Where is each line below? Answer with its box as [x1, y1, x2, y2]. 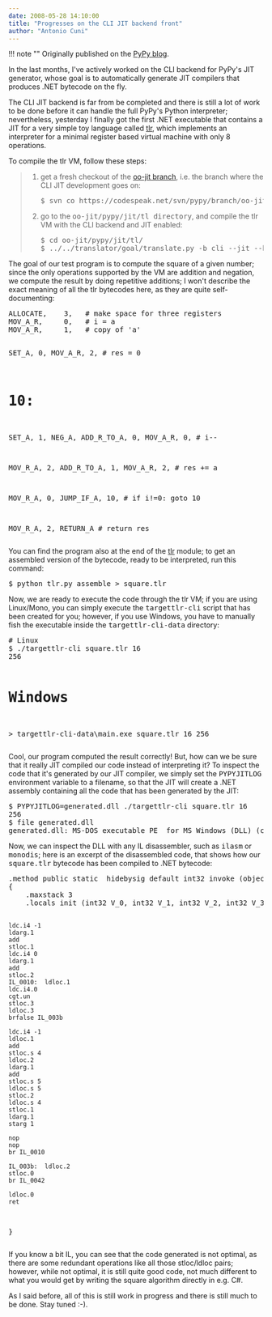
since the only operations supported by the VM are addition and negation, [8, 268, 255, 278]
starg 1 [8, 1120, 35, 1128]
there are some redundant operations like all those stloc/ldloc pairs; [8, 1258, 233, 1268]
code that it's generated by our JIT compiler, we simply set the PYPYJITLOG [8, 769, 261, 779]
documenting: [8, 293, 55, 304]
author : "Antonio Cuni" [8, 27, 89, 35]
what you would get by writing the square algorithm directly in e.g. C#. [8, 1276, 244, 1285]
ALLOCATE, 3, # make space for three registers [8, 309, 223, 318]
